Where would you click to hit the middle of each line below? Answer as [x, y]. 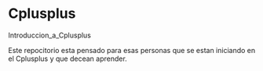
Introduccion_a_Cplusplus [50, 35]
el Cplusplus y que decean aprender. [68, 59]
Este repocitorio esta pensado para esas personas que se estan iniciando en [132, 50]
